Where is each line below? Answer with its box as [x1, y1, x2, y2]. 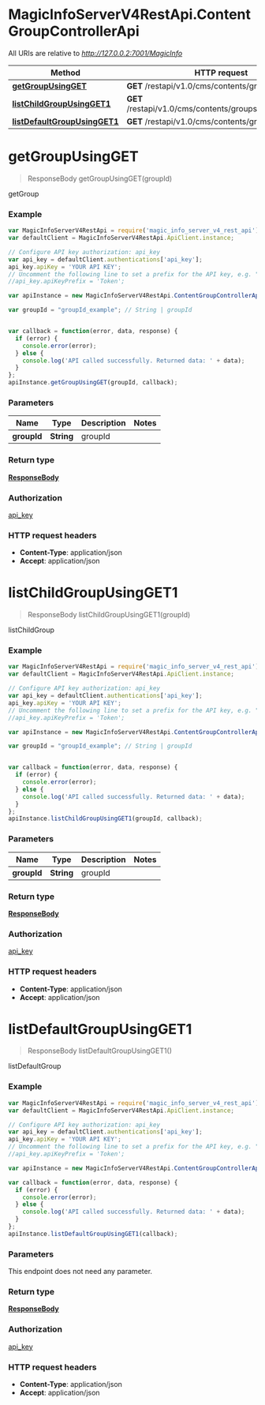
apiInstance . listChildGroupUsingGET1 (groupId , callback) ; [8, 815, 203, 822]
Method [50, 67, 81, 78]
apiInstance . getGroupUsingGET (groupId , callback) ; [8, 379, 178, 387]
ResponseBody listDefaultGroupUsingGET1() [27, 1046, 172, 1055]
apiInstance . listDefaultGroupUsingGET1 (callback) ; [8, 1230, 178, 1238]
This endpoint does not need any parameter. [8, 1267, 152, 1276]
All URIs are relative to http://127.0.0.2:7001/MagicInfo [8, 48, 183, 58]
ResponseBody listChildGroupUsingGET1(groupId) [27, 610, 191, 620]
